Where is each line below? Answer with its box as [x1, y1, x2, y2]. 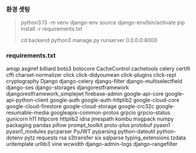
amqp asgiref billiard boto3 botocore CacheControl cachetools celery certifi [6, 65, 191, 72]
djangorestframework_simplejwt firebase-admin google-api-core [6, 90, 164, 97]
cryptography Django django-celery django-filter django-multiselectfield [6, 77, 183, 84]
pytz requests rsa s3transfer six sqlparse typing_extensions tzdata [24, 134, 186, 141]
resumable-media [6, 109, 49, 116]
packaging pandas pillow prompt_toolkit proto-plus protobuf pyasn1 [6, 121, 171, 128]
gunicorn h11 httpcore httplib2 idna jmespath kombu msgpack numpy [6, 115, 174, 122]
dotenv [6, 134, 24, 141]
